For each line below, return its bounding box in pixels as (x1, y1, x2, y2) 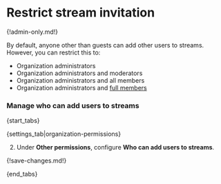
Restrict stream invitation (6, 5, 155, 21)
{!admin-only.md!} (6, 28, 59, 36)
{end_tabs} (6, 170, 38, 178)
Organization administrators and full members (16, 83, 148, 92)
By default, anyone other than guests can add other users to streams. (6, 41, 204, 49)
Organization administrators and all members (16, 76, 145, 84)
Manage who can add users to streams (6, 101, 140, 110)
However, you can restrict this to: (6, 48, 101, 57)
